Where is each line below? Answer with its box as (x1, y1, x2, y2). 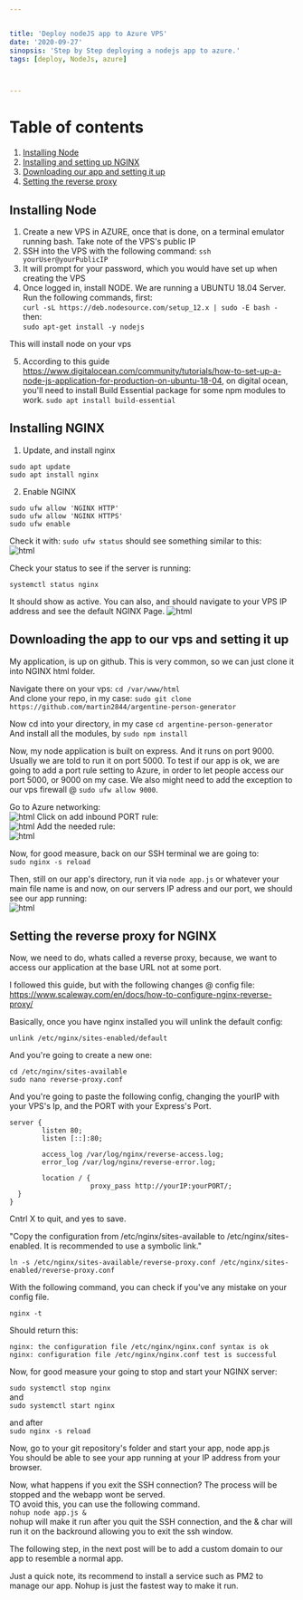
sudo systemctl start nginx (9, 1402, 116, 1411)
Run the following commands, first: (22, 292, 153, 303)
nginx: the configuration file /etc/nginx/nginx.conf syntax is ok (9, 1343, 270, 1352)
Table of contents (9, 117, 145, 138)
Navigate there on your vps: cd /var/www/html (9, 683, 181, 694)
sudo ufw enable (9, 519, 71, 528)
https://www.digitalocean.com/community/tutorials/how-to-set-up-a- (22, 366, 282, 376)
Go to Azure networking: (9, 801, 101, 812)
